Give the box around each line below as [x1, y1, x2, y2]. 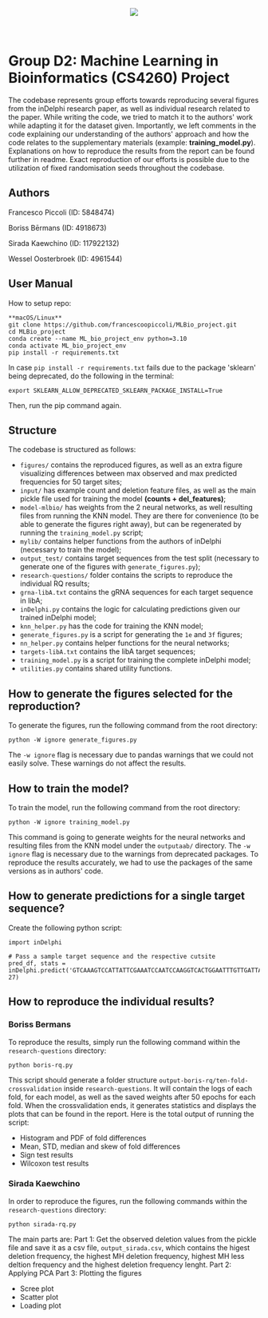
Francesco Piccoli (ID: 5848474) [8, 208, 115, 217]
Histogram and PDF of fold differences [19, 1133, 147, 1142]
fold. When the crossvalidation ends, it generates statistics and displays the [8, 1100, 257, 1110]
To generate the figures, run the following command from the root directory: [8, 721, 258, 730]
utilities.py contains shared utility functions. [19, 663, 173, 674]
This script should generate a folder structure [8, 1075, 158, 1085]
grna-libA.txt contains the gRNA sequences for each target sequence [19, 588, 254, 597]
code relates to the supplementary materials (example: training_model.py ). [8, 137, 256, 147]
